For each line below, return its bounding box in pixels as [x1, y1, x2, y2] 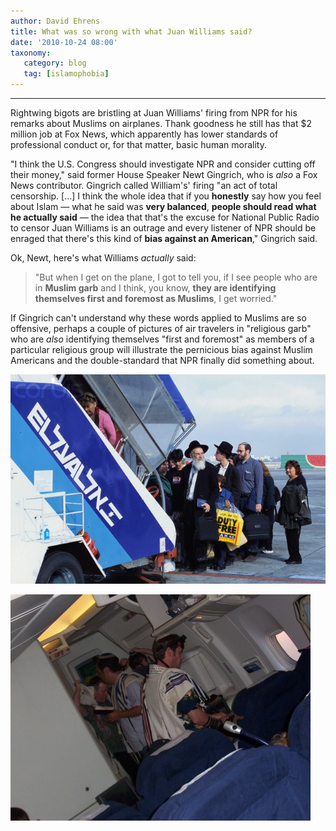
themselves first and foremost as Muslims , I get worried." [34, 293, 278, 304]
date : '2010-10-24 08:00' [10, 37, 118, 47]
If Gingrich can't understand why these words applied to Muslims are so [10, 312, 307, 324]
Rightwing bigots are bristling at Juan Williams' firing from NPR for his [10, 107, 298, 119]
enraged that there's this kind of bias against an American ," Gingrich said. [10, 233, 318, 244]
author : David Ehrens [10, 16, 101, 26]
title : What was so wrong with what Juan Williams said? [10, 26, 253, 37]
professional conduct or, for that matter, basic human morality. [10, 139, 267, 150]
